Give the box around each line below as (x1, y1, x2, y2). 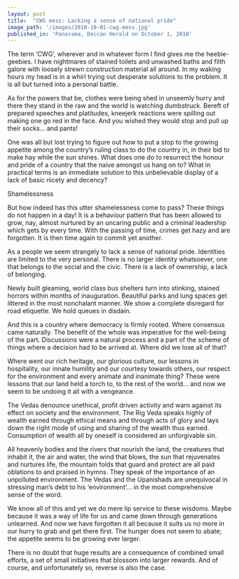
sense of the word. (7, 491, 63, 499)
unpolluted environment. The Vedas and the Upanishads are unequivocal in (7, 475, 228, 484)
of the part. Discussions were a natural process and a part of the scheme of (7, 335, 230, 344)
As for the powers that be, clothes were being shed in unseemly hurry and (7, 94, 225, 103)
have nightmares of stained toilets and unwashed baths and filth (38, 58, 226, 66)
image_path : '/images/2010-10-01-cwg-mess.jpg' (7, 24, 152, 31)
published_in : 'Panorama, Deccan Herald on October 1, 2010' (7, 30, 193, 38)
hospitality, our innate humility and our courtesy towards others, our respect (7, 365, 230, 373)
